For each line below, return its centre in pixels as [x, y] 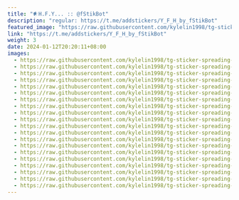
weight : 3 [22, 40]
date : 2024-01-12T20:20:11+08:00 [57, 47]
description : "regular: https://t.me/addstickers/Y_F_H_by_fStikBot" [113, 21]
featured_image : [31, 27]
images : [19, 54]
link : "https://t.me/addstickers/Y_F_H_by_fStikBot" [87, 34]
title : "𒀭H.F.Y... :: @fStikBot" [58, 14]
